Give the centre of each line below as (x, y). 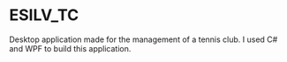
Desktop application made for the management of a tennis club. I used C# (143, 39)
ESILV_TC (44, 15)
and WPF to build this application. (70, 48)
